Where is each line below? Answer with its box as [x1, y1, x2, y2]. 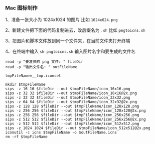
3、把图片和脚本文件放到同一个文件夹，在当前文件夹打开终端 [5, 38, 131, 44]
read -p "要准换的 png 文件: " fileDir [5, 59, 84, 64]
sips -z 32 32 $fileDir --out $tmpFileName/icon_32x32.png [5, 95, 131, 100]
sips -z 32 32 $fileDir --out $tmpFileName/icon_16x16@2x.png [5, 91, 137, 96]
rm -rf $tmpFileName [5, 135, 48, 140]
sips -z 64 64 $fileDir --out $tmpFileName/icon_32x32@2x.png [5, 100, 137, 105]
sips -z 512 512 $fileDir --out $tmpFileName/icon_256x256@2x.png [5, 117, 146, 122]
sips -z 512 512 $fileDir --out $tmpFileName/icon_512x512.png [5, 121, 140, 127]
